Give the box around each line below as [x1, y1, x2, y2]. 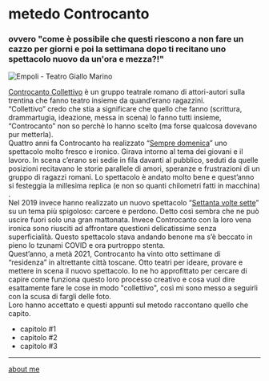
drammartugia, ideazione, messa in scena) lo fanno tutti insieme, [8, 113, 222, 123]
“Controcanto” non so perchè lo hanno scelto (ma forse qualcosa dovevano [8, 121, 258, 131]
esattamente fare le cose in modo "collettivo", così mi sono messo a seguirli [8, 283, 259, 293]
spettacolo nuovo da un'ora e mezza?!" [8, 54, 164, 65]
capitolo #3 [19, 342, 58, 351]
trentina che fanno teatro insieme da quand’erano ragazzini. [8, 95, 206, 105]
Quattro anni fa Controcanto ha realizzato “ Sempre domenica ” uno [8, 138, 228, 148]
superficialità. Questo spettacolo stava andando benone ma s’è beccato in [8, 232, 253, 241]
